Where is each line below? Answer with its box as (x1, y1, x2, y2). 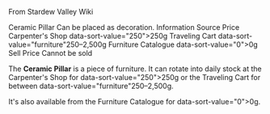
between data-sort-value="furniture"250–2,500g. (8, 81, 174, 91)
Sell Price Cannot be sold (8, 49, 93, 57)
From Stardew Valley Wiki (8, 7, 94, 16)
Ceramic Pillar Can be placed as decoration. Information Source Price (8, 23, 240, 32)
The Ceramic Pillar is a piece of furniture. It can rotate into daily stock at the (8, 64, 262, 74)
